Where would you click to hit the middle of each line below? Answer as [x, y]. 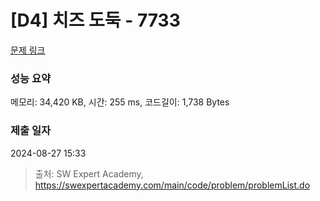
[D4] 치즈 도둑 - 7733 [95, 20]
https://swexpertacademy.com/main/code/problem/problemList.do [172, 185]
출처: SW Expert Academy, [89, 173]
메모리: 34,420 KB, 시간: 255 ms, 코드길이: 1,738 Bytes [120, 102]
